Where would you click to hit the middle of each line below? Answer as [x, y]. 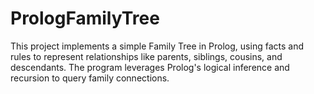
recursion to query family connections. [90, 78]
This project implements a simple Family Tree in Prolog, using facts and [157, 46]
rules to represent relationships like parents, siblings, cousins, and [146, 56]
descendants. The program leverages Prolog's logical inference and [150, 67]
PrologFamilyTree [85, 18]
